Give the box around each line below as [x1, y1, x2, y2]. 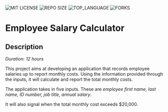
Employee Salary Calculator [5, 23, 125, 34]
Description [5, 42, 43, 51]
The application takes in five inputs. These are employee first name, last [5, 86, 156, 92]
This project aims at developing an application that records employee [5, 66, 150, 72]
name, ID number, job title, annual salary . [5, 91, 92, 97]
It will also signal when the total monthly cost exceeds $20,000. [5, 101, 139, 107]
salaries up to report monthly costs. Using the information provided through [5, 71, 163, 77]
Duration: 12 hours [5, 56, 44, 62]
